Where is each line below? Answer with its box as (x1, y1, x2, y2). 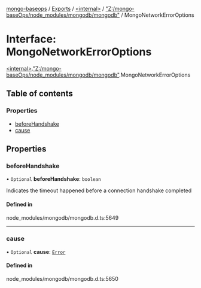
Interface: (6, 32, 57, 46)
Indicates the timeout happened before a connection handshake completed (6, 187, 192, 194)
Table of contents (6, 89, 73, 99)
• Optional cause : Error (6, 248, 66, 255)
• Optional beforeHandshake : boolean (6, 175, 101, 183)
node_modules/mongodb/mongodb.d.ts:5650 (6, 275, 118, 283)
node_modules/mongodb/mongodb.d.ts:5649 (6, 214, 119, 221)
